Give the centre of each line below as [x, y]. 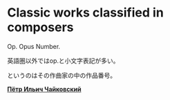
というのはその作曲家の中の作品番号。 [62, 75]
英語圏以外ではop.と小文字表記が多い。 [63, 61]
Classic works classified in [85, 13]
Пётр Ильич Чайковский [44, 89]
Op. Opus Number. [34, 46]
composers [40, 27]
